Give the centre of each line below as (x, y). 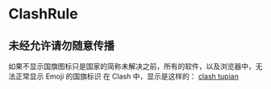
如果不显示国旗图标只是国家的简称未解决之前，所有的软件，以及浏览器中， (132, 66)
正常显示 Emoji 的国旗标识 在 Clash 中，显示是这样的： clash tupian (127, 76)
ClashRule (43, 14)
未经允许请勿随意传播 (61, 45)
